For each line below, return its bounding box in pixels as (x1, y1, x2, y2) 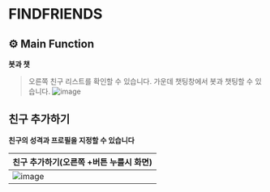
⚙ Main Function (8, 37, 95, 51)
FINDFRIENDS (8, 5, 103, 23)
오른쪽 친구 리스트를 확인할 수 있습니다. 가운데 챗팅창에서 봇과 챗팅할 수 (28, 77, 254, 86)
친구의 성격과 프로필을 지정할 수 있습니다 (8, 135, 135, 145)
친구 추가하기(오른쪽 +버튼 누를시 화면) (12, 157, 152, 168)
